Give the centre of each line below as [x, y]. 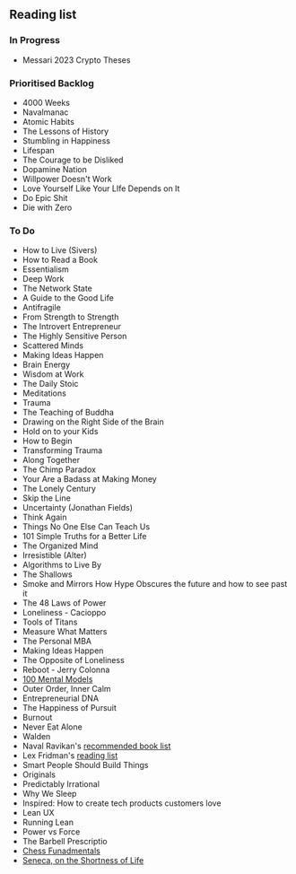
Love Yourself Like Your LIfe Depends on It [101, 188]
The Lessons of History [65, 131]
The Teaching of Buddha [68, 413]
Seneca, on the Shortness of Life [83, 861]
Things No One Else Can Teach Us [86, 527]
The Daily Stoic [50, 384]
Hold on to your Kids [60, 432]
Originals [39, 774]
